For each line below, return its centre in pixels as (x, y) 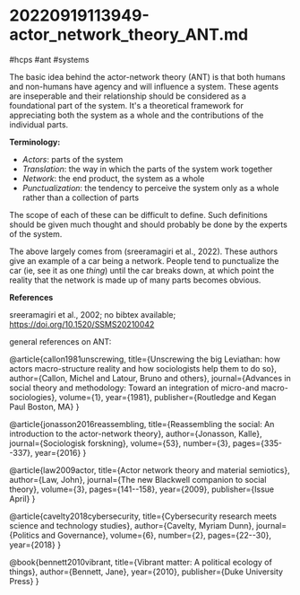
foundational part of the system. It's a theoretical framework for (126, 105)
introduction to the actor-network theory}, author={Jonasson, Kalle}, (136, 433)
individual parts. (39, 124)
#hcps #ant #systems (49, 59)
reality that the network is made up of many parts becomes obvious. (135, 280)
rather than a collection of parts (81, 197)
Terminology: (35, 142)
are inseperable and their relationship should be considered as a (128, 96)
